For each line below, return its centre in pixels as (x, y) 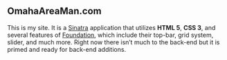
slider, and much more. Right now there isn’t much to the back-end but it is (113, 42)
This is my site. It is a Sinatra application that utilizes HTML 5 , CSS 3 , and (111, 27)
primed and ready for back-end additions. (67, 49)
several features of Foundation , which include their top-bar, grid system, (110, 35)
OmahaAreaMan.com (54, 11)
